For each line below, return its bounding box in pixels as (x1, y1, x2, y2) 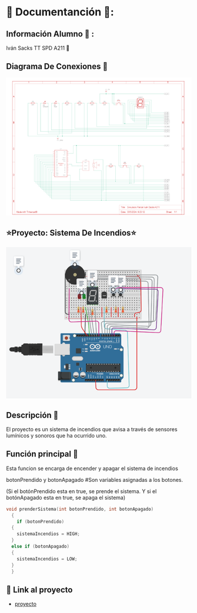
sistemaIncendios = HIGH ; (16, 531, 81, 537)
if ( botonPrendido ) (16, 519, 65, 524)
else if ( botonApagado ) (11, 543, 69, 550)
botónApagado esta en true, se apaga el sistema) (6, 494, 126, 501)
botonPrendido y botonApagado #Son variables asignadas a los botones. (6, 476, 183, 483)
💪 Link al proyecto (6, 585, 73, 595)
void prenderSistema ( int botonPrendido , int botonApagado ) (6, 506, 154, 512)
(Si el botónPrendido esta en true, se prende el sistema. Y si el (6, 487, 157, 495)
